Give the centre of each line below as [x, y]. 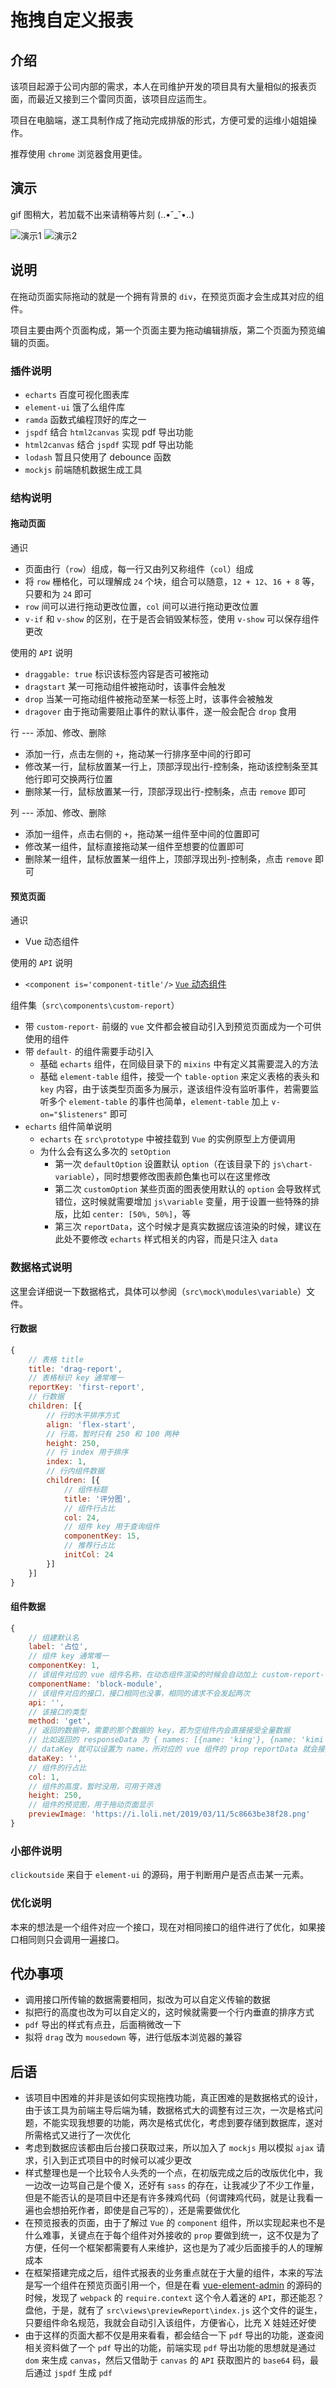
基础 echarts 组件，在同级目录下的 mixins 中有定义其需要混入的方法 [179, 1064]
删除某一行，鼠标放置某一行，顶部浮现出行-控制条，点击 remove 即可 [165, 792]
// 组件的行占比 [57, 1767]
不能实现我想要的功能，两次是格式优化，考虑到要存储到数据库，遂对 [182, 2123]
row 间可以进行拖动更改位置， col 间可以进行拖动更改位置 [141, 607]
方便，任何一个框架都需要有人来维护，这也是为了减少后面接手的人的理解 [173, 2248]
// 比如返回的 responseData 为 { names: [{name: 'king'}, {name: [162, 1740]
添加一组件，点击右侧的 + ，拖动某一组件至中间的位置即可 [142, 834]
